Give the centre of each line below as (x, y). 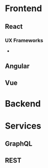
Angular (17, 66)
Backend (23, 103)
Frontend (24, 9)
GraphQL (19, 144)
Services (23, 126)
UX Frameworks (24, 40)
